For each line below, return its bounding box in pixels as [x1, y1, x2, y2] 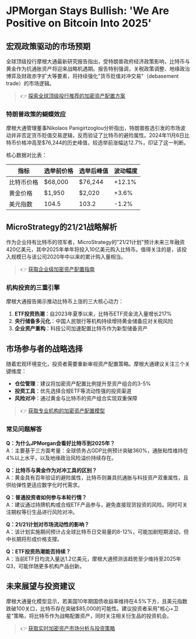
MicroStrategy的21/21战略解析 [6, 222, 118, 232]
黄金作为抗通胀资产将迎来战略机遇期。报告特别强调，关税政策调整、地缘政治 [6, 66, 190, 72]
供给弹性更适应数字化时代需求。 [6, 481, 83, 488]
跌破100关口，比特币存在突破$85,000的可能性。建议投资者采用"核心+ [6, 605, 174, 612]
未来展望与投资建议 [6, 581, 75, 591]
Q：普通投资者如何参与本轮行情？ [6, 493, 87, 501]
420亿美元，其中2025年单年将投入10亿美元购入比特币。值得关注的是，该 [6, 246, 182, 253]
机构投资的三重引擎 [6, 284, 60, 292]
